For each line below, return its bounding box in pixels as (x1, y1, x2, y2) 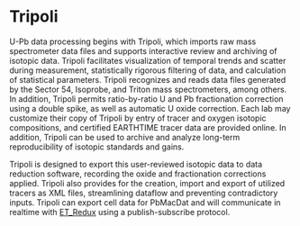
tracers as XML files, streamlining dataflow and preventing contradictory (9, 187, 278, 198)
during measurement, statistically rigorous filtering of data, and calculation (9, 65, 286, 76)
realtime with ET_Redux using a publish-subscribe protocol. (9, 206, 231, 217)
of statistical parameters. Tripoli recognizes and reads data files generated (9, 74, 286, 85)
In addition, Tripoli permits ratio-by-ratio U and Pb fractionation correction (9, 93, 284, 104)
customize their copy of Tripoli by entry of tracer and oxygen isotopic (9, 113, 268, 123)
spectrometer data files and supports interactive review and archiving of (9, 45, 277, 56)
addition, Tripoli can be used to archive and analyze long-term (9, 131, 241, 142)
